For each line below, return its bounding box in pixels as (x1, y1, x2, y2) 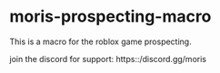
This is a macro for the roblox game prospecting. (9, 36, 193, 47)
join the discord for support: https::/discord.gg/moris (9, 53, 207, 64)
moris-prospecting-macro (9, 6, 212, 27)
